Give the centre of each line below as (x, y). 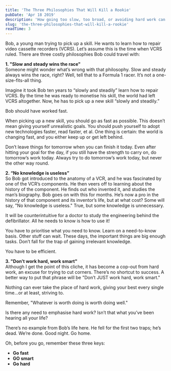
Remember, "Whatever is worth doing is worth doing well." (67, 303)
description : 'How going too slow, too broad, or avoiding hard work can (86, 19)
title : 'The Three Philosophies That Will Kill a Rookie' (68, 10)
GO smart (23, 359)
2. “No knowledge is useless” (38, 173)
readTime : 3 (18, 29)
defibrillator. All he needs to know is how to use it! (58, 221)
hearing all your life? (27, 318)
